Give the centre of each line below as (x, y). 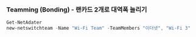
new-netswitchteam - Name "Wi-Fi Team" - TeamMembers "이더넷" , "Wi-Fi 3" (98, 29)
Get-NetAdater (24, 22)
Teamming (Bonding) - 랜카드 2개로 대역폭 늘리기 (77, 9)
